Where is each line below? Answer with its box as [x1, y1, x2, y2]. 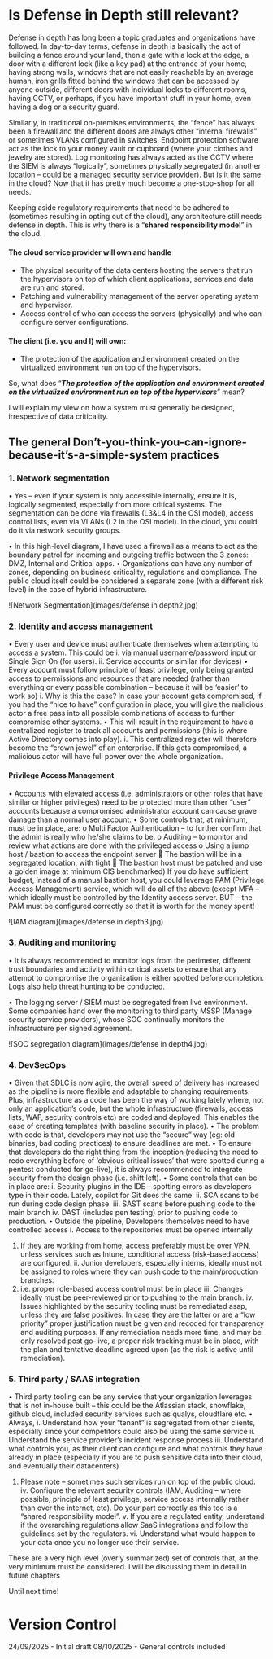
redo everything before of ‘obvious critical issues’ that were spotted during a [8, 1156, 265, 1165]
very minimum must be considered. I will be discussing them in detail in [8, 1562, 248, 1572]
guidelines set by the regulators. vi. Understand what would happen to [19, 1529, 256, 1538]
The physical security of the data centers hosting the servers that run [19, 266, 253, 275]
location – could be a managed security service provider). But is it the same [8, 169, 262, 179]
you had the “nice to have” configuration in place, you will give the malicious [8, 700, 264, 709]
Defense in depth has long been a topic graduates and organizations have [8, 33, 256, 42]
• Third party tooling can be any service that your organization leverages [8, 1392, 253, 1402]
